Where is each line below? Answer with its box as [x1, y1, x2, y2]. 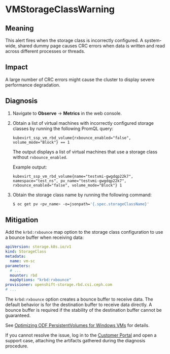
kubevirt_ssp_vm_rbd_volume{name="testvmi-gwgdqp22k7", [12, 174, 133, 179]
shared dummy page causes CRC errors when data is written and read [17, 43, 165, 49]
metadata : [5, 254, 26, 259]
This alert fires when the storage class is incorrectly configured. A [5, 37, 144, 43]
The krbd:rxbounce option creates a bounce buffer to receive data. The [5, 296, 153, 303]
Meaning [5, 24, 34, 33]
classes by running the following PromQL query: [12, 125, 113, 131]
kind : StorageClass [5, 249, 47, 254]
